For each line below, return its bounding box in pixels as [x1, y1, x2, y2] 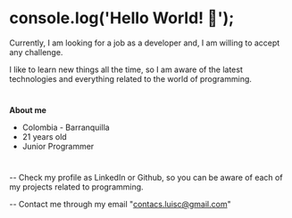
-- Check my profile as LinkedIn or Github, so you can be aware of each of [9, 173, 283, 183]
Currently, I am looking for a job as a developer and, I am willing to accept [9, 37, 280, 48]
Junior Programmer [21, 141, 95, 152]
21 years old [21, 132, 67, 142]
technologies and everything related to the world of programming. [9, 73, 253, 84]
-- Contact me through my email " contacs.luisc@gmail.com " [9, 199, 231, 210]
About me [9, 105, 47, 116]
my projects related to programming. [9, 182, 145, 192]
